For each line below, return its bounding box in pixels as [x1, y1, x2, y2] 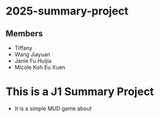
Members [5, 28, 43, 39]
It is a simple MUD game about [14, 105, 92, 112]
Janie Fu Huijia [14, 57, 52, 64]
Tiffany [14, 44, 33, 51]
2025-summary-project [5, 4, 129, 18]
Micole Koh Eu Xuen [14, 64, 66, 71]
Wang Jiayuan [14, 51, 50, 58]
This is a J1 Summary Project [5, 85, 155, 99]
